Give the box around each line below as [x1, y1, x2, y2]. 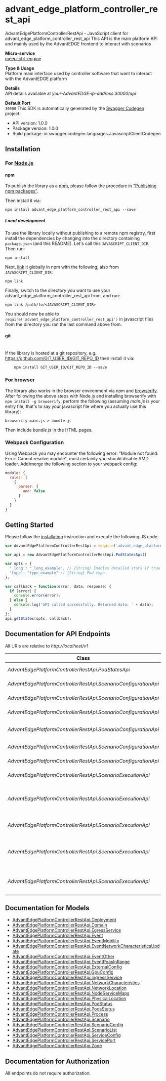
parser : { [18, 484, 39, 489]
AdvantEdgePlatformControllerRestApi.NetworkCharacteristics [12, 980, 140, 986]
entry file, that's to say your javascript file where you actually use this [5, 403, 147, 409]
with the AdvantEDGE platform [5, 76, 67, 81]
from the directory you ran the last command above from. [5, 321, 122, 327]
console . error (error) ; [14, 593, 61, 598]
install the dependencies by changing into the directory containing [5, 236, 140, 241]
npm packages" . [5, 188, 39, 194]
